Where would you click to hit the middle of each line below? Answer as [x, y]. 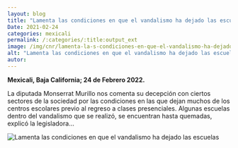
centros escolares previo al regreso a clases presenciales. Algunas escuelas [119, 108]
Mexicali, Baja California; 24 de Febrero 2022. [76, 80]
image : [17, 47]
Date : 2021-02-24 [33, 27]
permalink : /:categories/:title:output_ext [73, 40]
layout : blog [27, 14]
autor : [17, 60]
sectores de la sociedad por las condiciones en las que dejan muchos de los [119, 101]
